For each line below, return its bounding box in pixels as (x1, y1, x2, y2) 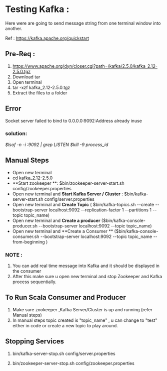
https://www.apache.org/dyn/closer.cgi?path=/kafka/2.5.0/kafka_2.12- (12, 63, 157, 69)
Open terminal (12, 79, 42, 85)
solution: (5, 130, 27, 137)
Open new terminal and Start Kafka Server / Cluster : (12, 191, 123, 197)
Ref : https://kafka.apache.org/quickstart (5, 35, 89, 41)
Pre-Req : (5, 50, 35, 58)
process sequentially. (12, 279, 56, 285)
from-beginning (12, 238, 45, 244)
